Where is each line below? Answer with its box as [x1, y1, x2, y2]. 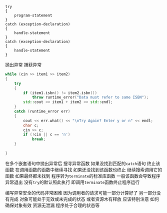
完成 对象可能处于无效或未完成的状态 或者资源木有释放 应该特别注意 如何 [9, 196, 159, 202]
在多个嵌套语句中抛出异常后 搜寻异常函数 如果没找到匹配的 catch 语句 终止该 [5, 160, 160, 166]
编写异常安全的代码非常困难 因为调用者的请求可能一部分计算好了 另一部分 [5, 189, 156, 195]
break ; [31, 137, 46, 142]
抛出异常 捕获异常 [5, 62, 41, 67]
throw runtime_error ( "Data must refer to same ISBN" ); [31, 95, 149, 100]
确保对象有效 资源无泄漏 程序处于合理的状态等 [5, 202, 100, 208]
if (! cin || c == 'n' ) [23, 132, 70, 137]
